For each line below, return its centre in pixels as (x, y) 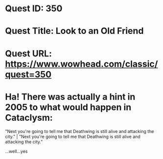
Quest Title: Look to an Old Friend (74, 31)
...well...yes (16, 151)
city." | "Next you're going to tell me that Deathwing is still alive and (73, 136)
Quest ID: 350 (34, 9)
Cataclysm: (29, 118)
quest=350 (28, 74)
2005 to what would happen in (68, 107)
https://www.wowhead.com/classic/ (81, 64)
